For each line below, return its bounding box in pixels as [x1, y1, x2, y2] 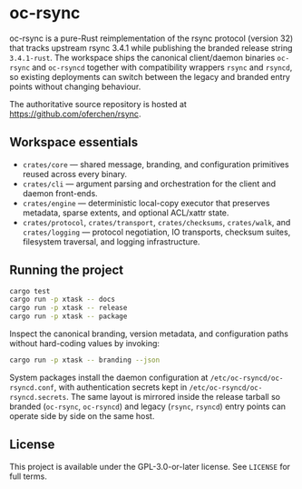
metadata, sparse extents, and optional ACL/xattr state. [22, 207, 229, 218]
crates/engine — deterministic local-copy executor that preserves [22, 197, 270, 208]
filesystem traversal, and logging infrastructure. [22, 235, 200, 247]
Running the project [9, 263, 124, 278]
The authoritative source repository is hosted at [9, 98, 188, 109]
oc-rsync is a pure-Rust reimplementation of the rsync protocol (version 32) [9, 33, 294, 44]
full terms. [9, 471, 47, 482]
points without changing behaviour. [9, 81, 141, 92]
